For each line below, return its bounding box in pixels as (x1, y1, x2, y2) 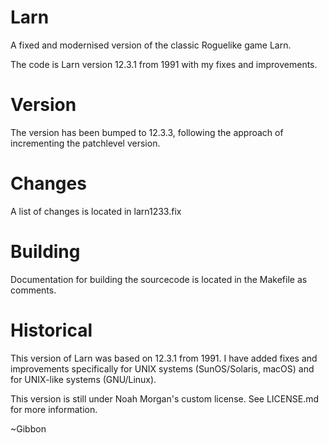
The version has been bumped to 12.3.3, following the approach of (10, 126, 284, 138)
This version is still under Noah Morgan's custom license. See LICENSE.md (10, 392, 320, 405)
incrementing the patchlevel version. (10, 137, 161, 149)
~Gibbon (10, 422, 47, 435)
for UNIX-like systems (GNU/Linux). (10, 373, 157, 385)
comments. (10, 284, 57, 296)
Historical (10, 319, 93, 341)
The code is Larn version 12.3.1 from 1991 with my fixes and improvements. (10, 58, 318, 70)
